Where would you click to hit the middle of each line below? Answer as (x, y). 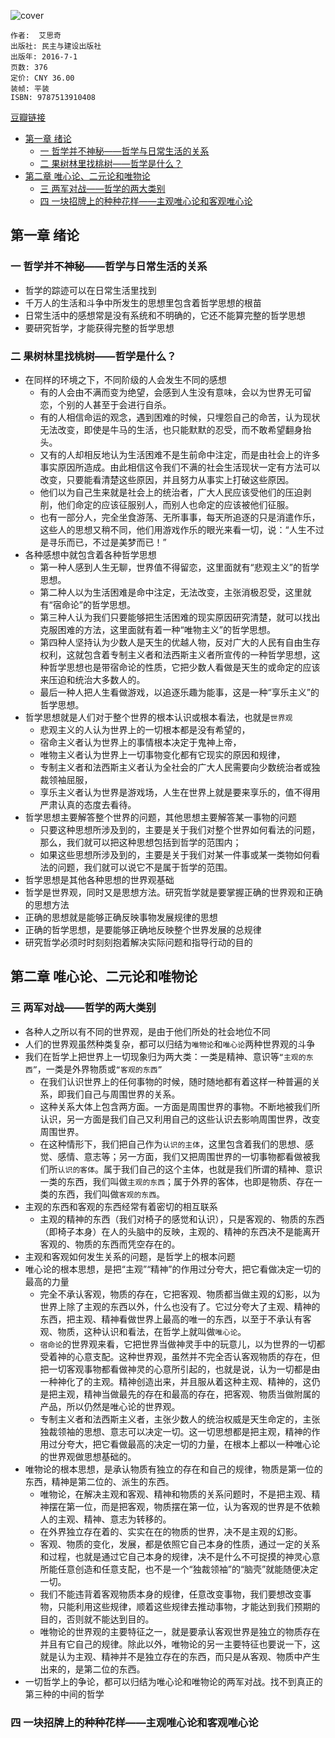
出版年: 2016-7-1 (44, 57)
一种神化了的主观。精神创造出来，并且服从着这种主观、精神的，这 (175, 1381)
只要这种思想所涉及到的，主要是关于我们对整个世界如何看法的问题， (180, 829)
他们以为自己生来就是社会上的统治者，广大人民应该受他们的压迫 (171, 492)
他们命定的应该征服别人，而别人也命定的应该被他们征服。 (176, 504)
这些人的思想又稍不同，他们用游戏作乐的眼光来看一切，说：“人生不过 (182, 529)
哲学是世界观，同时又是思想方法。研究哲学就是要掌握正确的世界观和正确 (173, 892)
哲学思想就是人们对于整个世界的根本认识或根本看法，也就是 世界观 (158, 717)
